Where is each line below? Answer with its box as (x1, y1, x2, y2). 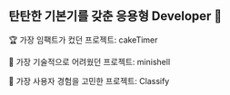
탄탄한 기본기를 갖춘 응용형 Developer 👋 (8, 8, 223, 24)
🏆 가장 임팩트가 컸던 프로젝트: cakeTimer (8, 34, 158, 45)
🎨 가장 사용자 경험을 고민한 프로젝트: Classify (8, 75, 170, 86)
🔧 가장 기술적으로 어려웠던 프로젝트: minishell (8, 56, 171, 67)
